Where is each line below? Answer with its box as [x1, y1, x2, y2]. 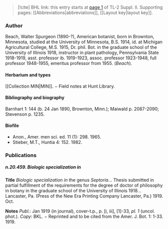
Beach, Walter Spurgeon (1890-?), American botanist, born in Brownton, [5, 34, 154, 40]
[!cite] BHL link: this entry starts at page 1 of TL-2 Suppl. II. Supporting [17, 5, 163, 10]
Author [5, 22, 23, 29]
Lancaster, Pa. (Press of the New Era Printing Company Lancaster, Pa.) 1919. [5, 193, 163, 199]
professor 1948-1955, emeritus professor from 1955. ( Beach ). [5, 60, 132, 66]
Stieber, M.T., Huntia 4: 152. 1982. [12, 139, 82, 145]
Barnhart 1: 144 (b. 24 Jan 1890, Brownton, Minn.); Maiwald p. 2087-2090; [5, 106, 159, 112]
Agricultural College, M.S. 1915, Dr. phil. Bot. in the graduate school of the [5, 44, 157, 50]
